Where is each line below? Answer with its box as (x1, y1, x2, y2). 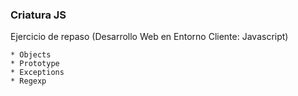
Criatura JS (10, 8, 67, 22)
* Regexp (10, 76, 47, 87)
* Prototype (10, 59, 60, 69)
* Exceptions (10, 68, 65, 78)
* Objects (10, 50, 52, 60)
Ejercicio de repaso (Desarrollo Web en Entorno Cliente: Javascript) (10, 31, 289, 43)
